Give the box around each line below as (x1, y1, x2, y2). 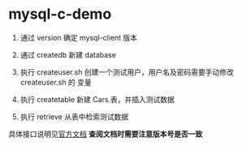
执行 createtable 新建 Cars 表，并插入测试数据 (19, 94, 175, 104)
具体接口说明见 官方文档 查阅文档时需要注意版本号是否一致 (8, 129, 203, 139)
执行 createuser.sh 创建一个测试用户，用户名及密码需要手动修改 (19, 67, 234, 77)
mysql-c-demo (8, 5, 112, 24)
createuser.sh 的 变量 (19, 77, 92, 87)
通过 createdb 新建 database (19, 49, 116, 59)
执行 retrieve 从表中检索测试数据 (19, 111, 128, 122)
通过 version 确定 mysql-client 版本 (19, 32, 138, 42)
